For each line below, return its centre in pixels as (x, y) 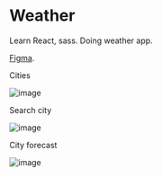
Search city (31, 110)
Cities (20, 75)
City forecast (33, 145)
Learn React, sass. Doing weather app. (81, 40)
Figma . (22, 58)
